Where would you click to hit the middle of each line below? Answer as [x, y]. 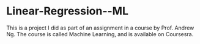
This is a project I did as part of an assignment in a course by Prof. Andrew [100, 28]
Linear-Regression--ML [68, 11]
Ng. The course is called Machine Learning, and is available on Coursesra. [100, 34]
